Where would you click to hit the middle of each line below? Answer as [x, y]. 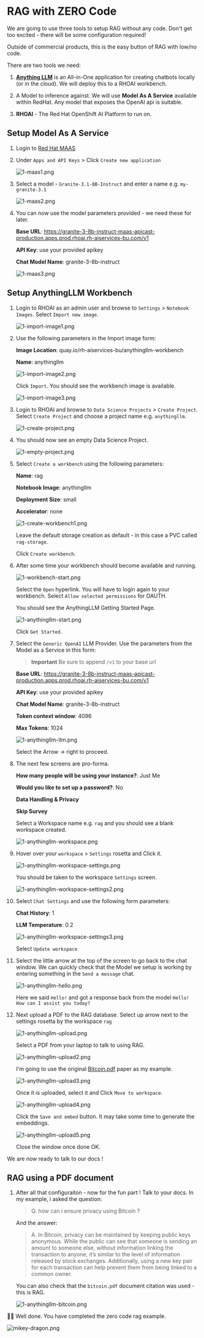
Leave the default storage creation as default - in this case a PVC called [106, 535]
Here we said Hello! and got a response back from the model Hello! [102, 997]
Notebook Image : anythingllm [53, 487]
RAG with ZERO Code [62, 11]
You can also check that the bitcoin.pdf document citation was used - [105, 1286]
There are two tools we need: [44, 65]
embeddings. [32, 1123]
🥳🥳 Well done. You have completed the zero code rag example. [86, 1316]
